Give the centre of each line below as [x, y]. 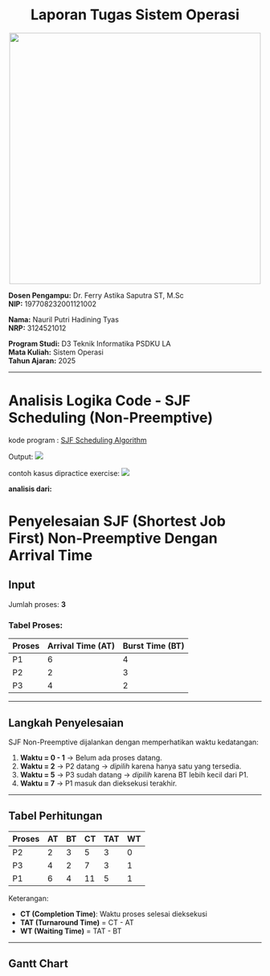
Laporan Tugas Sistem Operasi [135, 15]
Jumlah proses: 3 [37, 604]
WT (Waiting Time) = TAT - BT [71, 931]
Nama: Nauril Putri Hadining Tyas [63, 319]
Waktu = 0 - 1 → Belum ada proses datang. [91, 757]
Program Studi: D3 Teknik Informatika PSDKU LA [90, 343]
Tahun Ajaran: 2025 [42, 360]
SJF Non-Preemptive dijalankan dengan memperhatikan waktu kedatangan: [133, 742]
